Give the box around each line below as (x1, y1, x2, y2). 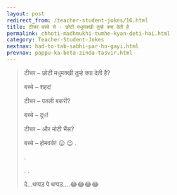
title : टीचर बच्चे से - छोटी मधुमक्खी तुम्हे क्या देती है (6, 23, 129, 30)
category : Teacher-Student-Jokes (6, 36, 105, 43)
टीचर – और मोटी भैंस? (23, 124, 74, 133)
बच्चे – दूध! (23, 110, 48, 119)
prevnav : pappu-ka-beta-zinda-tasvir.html (6, 50, 133, 57)
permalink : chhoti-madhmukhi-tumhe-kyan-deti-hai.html (6, 29, 171, 37)
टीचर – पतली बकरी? (23, 96, 71, 105)
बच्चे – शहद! (23, 82, 52, 91)
